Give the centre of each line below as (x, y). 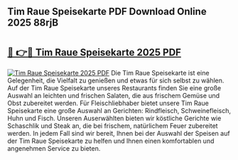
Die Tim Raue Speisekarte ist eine (160, 73)
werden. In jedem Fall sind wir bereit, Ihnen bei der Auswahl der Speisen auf (119, 133)
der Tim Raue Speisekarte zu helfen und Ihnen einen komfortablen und (111, 141)
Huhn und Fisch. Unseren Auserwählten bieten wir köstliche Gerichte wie (114, 118)
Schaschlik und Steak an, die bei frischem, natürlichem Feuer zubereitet (113, 126)
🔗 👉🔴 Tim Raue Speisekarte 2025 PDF (94, 52)
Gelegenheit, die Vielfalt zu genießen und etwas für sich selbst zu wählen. (116, 80)
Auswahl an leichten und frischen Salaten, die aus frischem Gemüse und (114, 96)
